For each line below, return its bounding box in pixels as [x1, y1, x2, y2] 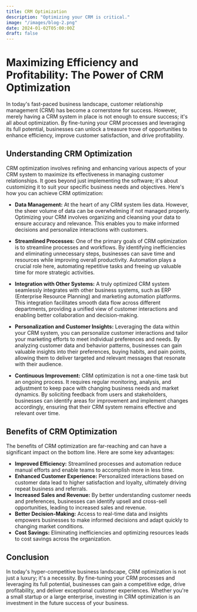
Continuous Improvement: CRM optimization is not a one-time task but [14, 372, 188, 379]
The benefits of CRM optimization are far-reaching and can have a [6, 442, 166, 449]
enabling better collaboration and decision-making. [14, 311, 139, 318]
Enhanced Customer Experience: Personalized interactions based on [14, 472, 184, 479]
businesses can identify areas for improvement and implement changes [14, 397, 188, 404]
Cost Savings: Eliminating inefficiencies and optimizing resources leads [14, 529, 189, 536]
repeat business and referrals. [14, 485, 88, 492]
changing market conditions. [14, 522, 84, 529]
